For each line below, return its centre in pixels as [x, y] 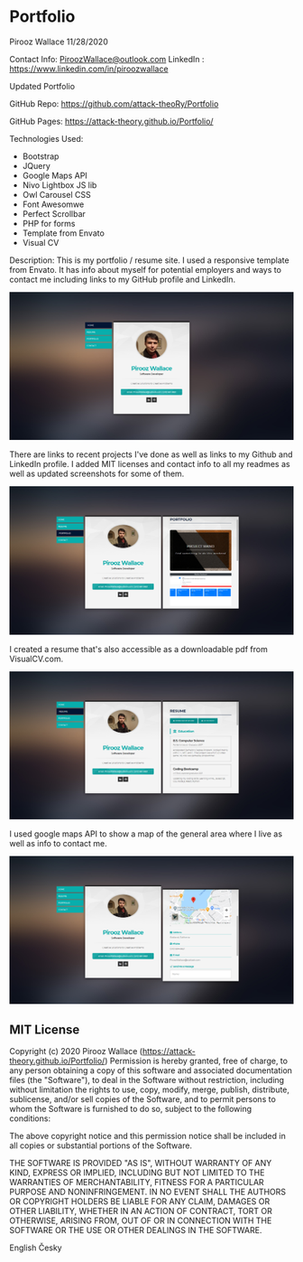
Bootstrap [41, 156]
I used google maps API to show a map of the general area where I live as [146, 834]
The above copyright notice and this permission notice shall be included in [147, 1136]
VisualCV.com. [37, 659]
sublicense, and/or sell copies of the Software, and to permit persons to [143, 1099]
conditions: [30, 1118]
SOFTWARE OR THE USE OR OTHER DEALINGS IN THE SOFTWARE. [136, 1230]
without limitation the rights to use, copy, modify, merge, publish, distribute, [150, 1089]
